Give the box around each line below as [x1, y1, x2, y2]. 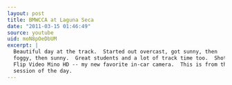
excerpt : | [7, 42, 39, 49]
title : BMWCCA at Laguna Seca [7, 16, 95, 23]
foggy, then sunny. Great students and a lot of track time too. [13, 55, 209, 62]
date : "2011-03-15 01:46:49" [7, 23, 91, 29]
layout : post [7, 10, 45, 17]
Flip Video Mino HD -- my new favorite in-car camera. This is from [13, 61, 217, 68]
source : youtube [7, 29, 54, 36]
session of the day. [13, 67, 72, 74]
